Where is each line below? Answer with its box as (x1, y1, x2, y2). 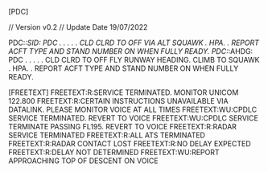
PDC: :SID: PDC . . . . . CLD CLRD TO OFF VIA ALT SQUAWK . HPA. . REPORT (8, 38, 260, 47)
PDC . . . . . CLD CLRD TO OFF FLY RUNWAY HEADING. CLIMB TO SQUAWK (8, 55, 260, 64)
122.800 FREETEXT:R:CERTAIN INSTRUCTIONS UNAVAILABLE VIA (8, 96, 229, 105)
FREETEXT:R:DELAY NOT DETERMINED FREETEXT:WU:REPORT (8, 148, 220, 157)
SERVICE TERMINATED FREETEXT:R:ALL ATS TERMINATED (8, 130, 205, 140)
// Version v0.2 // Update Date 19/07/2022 (8, 23, 148, 31)
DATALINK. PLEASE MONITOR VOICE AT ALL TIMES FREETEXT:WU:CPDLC (8, 104, 258, 114)
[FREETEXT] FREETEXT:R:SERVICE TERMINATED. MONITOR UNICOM (8, 88, 239, 97)
